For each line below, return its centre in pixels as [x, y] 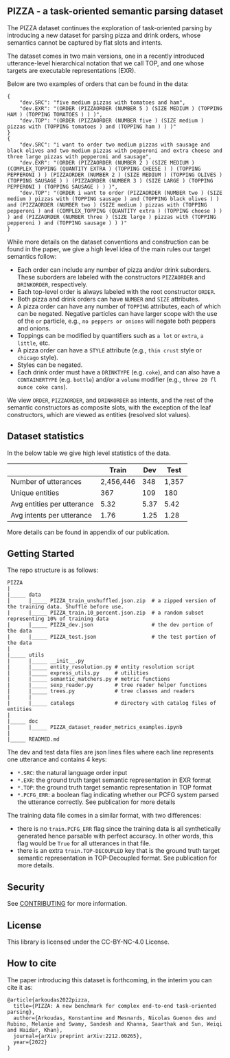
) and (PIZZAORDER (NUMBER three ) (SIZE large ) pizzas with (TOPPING [112, 217]
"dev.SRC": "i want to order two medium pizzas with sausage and [115, 145]
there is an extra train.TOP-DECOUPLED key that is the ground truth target [118, 851]
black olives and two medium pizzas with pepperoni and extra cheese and [115, 151]
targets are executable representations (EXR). [71, 70]
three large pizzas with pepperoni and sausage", [80, 157]
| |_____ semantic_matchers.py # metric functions [89, 679]
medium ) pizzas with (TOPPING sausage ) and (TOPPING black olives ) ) [113, 199]
